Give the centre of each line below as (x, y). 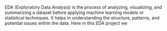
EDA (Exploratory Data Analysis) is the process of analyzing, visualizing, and (83, 7)
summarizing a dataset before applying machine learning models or (74, 12)
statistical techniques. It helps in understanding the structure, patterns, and (82, 18)
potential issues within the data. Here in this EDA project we (66, 23)
